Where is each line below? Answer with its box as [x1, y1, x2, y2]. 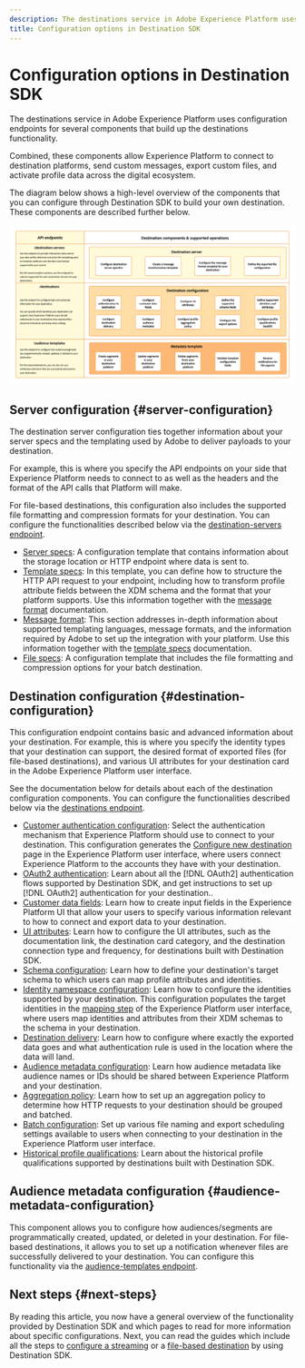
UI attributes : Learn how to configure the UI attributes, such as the [22, 926, 271, 937]
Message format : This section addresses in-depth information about [22, 614, 279, 625]
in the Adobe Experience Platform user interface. [9, 765, 192, 776]
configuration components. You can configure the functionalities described [9, 792, 290, 803]
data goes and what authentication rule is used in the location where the [22, 1042, 293, 1053]
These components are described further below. [9, 207, 191, 218]
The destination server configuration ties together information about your [9, 427, 283, 438]
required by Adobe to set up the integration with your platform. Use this [22, 634, 290, 645]
